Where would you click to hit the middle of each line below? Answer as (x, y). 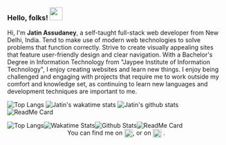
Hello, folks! (28, 17)
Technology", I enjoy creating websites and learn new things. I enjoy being (113, 70)
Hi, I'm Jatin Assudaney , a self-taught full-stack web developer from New (113, 33)
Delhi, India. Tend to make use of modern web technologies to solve (104, 40)
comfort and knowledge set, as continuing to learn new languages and (108, 84)
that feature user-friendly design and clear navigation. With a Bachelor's (110, 55)
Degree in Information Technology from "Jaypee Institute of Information (109, 62)
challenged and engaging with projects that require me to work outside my (113, 77)
